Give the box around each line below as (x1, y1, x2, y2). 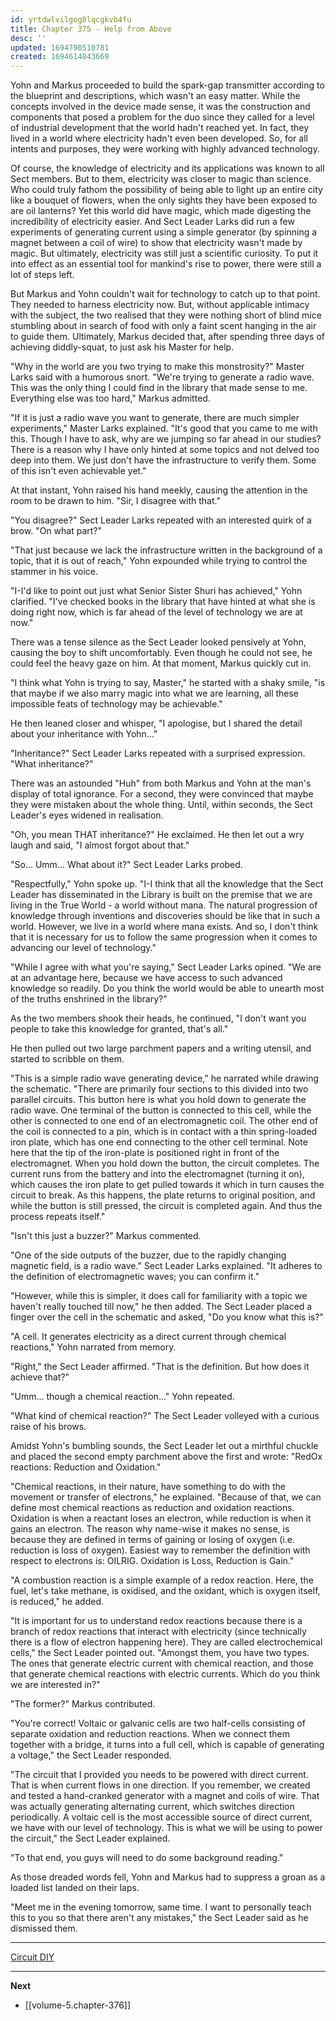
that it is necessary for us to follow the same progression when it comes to (10, 931, 318, 943)
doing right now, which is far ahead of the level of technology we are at (10, 606, 303, 618)
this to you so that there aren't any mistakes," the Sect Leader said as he (10, 1912, 309, 1924)
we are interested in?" (10, 1679, 101, 1691)
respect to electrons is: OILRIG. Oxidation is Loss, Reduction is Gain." (10, 1555, 295, 1567)
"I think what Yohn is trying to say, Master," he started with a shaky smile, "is (10, 677, 326, 689)
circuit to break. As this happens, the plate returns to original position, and (10, 1189, 316, 1201)
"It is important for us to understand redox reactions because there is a (10, 1615, 303, 1627)
